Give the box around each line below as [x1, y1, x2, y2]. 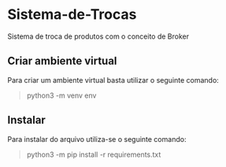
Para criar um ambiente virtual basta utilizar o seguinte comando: [7, 75, 220, 84]
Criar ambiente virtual [7, 54, 117, 68]
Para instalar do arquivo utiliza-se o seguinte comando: [7, 134, 187, 143]
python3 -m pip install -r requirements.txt [26, 150, 161, 159]
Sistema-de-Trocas [7, 6, 137, 24]
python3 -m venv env [26, 91, 97, 100]
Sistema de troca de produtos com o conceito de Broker [7, 32, 190, 41]
